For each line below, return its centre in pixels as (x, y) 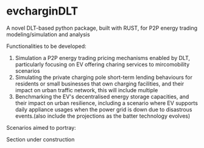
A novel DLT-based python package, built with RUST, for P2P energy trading (102, 28)
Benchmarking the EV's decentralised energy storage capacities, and (102, 96)
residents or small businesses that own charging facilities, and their (100, 84)
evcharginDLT (42, 11)
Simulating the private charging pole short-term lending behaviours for (104, 77)
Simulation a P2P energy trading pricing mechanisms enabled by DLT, (103, 58)
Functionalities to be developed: (46, 46)
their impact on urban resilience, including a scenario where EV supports (106, 103)
